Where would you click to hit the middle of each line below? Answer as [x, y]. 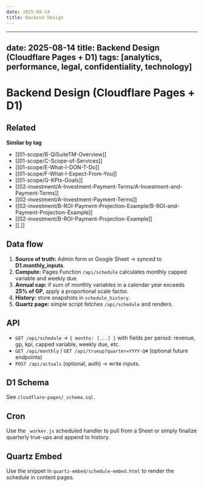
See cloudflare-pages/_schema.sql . [51, 397]
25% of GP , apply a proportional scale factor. [72, 291]
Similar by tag [24, 143]
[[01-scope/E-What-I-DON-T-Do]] [57, 167]
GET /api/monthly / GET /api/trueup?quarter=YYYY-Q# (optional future [101, 351]
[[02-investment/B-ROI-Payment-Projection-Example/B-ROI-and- [97, 206]
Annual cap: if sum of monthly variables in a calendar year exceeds [100, 284]
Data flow [25, 244]
